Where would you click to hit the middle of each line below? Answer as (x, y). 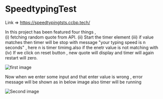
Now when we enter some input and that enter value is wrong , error (74, 77)
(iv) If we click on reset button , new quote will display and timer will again (80, 53)
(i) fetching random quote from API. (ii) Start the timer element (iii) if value (80, 37)
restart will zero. (21, 58)
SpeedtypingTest (41, 9)
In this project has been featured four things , (51, 32)
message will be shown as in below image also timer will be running (73, 82)
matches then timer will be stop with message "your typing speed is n (75, 42)
